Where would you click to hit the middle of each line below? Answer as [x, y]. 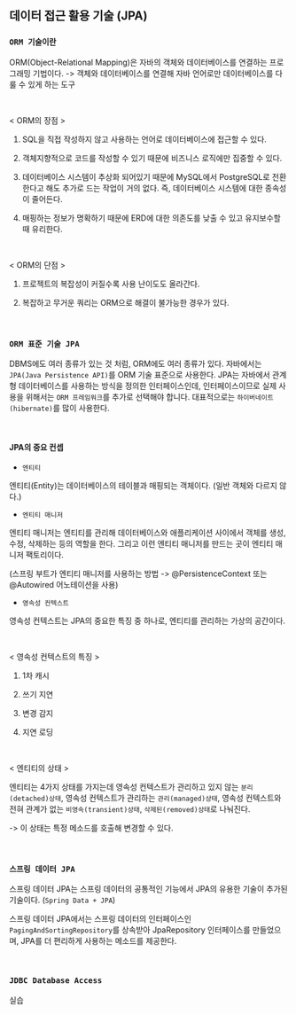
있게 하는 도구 [51, 84]
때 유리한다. [43, 229]
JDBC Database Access [56, 981]
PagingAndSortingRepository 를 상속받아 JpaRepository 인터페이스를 [130, 930]
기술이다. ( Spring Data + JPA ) [62, 900]
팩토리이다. [45, 555]
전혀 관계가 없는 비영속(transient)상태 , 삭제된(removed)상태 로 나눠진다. [130, 809]
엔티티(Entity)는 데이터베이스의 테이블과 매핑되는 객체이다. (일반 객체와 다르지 [143, 486]
